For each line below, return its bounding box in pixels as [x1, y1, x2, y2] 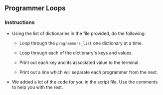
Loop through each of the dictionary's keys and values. [19, 49, 133, 55]
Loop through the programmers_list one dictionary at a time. [19, 40, 143, 46]
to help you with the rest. [11, 84, 63, 90]
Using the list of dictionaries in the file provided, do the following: [11, 30, 146, 36]
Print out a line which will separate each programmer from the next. [19, 69, 158, 75]
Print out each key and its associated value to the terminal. [19, 59, 140, 65]
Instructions [4, 19, 35, 26]
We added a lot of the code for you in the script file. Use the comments [11, 78, 158, 84]
